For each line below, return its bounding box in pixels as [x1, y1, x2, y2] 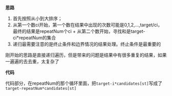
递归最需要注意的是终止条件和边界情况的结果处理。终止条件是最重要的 [12, 41, 161, 47]
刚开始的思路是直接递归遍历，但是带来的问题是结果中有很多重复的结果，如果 [5, 52, 167, 58]
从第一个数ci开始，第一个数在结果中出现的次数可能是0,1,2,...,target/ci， [12, 22, 163, 28]
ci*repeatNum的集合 [12, 35, 56, 41]
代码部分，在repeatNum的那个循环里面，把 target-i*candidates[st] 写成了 [5, 80, 163, 86]
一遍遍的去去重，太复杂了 [5, 59, 59, 64]
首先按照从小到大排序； [12, 15, 62, 22]
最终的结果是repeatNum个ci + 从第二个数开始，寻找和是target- [12, 28, 145, 34]
